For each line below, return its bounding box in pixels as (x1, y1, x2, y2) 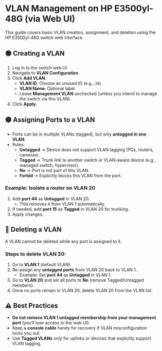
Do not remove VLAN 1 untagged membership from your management (12, 314, 157, 320)
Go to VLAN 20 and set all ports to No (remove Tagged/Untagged (12, 277, 144, 283)
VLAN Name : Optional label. (19, 85, 76, 91)
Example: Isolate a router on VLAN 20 (5, 185, 96, 192)
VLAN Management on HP (5, 3, 113, 14)
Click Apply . (12, 101, 37, 107)
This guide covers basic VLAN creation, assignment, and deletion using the (5, 29, 156, 35)
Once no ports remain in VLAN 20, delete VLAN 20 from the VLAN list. (12, 287, 153, 293)
